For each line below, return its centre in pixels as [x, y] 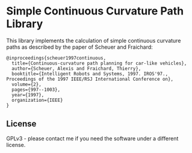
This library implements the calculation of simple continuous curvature [94, 40]
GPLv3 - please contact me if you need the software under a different [92, 138]
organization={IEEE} [37, 100]
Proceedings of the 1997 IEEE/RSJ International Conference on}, [90, 79]
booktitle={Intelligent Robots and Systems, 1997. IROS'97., [90, 73]
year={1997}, [28, 95]
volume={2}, [27, 84]
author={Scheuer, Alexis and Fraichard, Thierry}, [76, 68]
